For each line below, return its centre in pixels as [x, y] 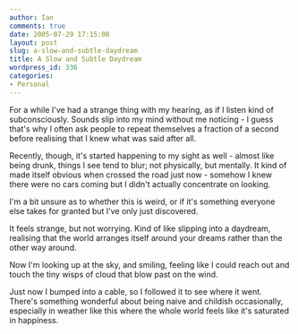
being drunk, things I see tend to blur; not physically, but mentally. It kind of [148, 165]
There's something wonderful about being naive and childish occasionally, [146, 301]
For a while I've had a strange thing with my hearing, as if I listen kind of [142, 109]
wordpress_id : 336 [43, 68]
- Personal [30, 84]
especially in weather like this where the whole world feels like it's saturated [149, 311]
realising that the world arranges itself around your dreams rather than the [146, 237]
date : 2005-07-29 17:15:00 [60, 34]
